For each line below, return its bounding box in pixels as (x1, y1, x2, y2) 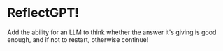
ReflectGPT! (7, 5, 80, 21)
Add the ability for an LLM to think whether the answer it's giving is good (7, 28, 217, 36)
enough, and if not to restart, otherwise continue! (7, 35, 149, 43)
